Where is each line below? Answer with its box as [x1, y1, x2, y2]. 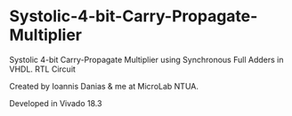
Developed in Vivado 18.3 [9, 97, 102, 108]
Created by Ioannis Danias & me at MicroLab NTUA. [9, 81, 199, 91]
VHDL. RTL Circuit [9, 64, 76, 74]
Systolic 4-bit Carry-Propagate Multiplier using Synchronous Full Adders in [9, 54, 284, 65]
